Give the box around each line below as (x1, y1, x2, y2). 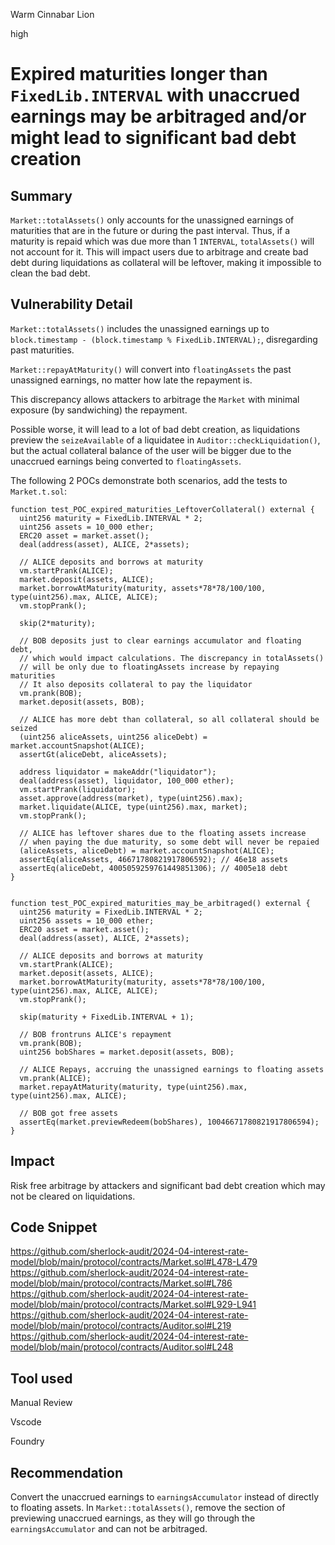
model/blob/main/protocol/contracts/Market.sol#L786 (10, 1277, 233, 1289)
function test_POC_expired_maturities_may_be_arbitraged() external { (10, 898, 311, 908)
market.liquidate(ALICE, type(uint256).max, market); (19, 802, 248, 812)
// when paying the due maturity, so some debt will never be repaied (19, 837, 320, 847)
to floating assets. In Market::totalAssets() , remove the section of (10, 1502, 286, 1514)
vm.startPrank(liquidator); (19, 784, 137, 794)
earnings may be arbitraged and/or (10, 105, 307, 128)
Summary (10, 187, 73, 204)
